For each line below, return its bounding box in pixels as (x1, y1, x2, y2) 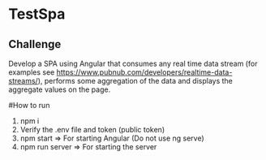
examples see (8, 67, 55, 77)
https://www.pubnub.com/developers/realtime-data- (56, 67, 233, 77)
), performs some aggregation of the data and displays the (37, 76, 234, 85)
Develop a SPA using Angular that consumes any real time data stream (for (8, 58, 258, 68)
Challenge (8, 37, 62, 51)
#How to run (8, 101, 50, 110)
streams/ (8, 76, 38, 85)
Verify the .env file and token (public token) (19, 125, 165, 134)
